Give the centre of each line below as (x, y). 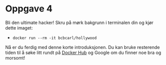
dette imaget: (19, 27)
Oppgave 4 (29, 9)
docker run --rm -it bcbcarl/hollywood (55, 38)
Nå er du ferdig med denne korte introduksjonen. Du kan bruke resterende (83, 47)
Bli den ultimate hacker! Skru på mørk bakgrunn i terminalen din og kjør (79, 22)
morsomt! (15, 57)
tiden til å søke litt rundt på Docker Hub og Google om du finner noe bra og (83, 52)
